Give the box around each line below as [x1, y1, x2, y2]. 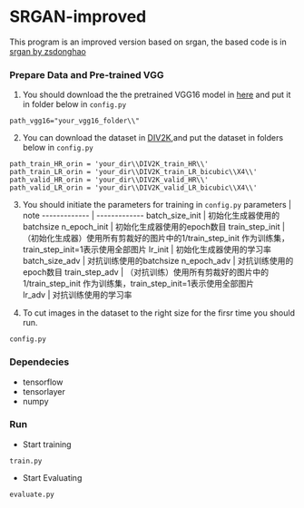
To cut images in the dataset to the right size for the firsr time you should [22, 308, 295, 318]
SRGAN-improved [9, 6, 147, 27]
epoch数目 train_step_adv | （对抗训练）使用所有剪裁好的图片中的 [22, 267, 270, 278]
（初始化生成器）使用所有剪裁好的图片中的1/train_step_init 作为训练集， [22, 233, 290, 244]
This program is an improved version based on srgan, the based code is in [9, 36, 288, 47]
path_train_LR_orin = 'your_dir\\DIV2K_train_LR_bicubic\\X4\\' [9, 168, 258, 177]
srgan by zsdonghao [9, 45, 86, 56]
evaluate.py [9, 490, 54, 499]
